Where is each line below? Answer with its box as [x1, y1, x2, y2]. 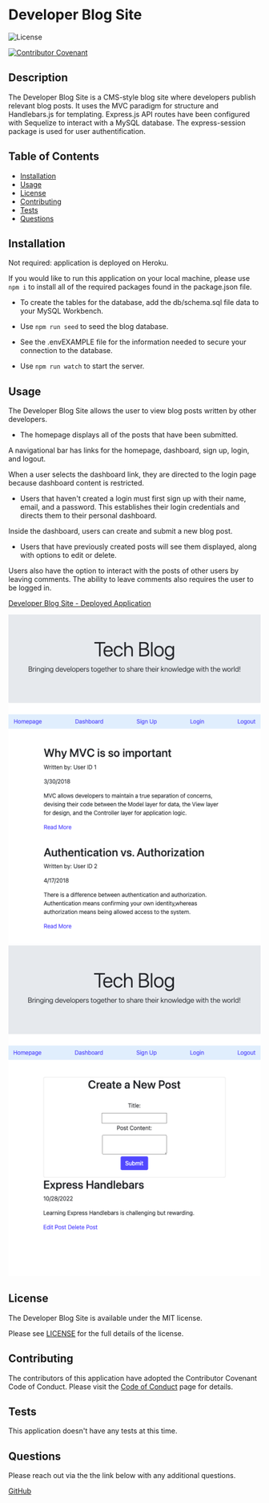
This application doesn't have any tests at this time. [8, 1426, 178, 1436]
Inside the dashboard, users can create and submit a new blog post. [8, 526, 233, 536]
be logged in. [8, 583, 52, 593]
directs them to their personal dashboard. [19, 511, 158, 521]
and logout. [8, 454, 46, 464]
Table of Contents [8, 150, 100, 164]
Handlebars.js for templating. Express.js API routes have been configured [8, 109, 251, 119]
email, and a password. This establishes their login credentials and [19, 502, 240, 512]
